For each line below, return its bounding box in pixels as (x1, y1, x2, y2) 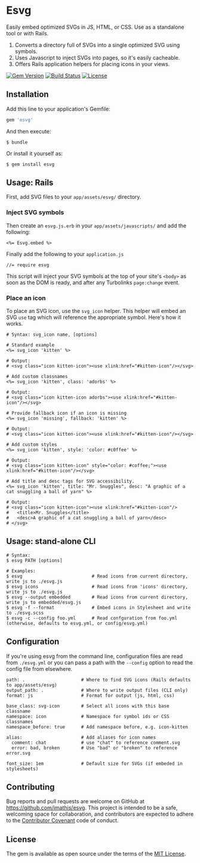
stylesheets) (6, 765, 39, 772)
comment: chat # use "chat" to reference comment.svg (11, 740, 180, 746)
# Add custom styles (6, 442, 58, 448)
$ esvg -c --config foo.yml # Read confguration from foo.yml (6, 615, 178, 621)
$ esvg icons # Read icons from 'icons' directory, (6, 584, 188, 589)
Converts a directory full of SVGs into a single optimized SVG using (14, 41, 180, 48)
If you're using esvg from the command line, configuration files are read (6, 652, 183, 660)
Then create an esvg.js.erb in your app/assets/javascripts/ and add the (6, 222, 187, 229)
